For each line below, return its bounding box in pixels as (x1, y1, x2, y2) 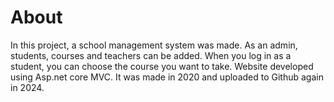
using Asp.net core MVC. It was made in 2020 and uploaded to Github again (10, 71, 324, 83)
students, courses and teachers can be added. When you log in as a (10, 49, 292, 61)
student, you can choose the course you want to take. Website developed (10, 60, 314, 72)
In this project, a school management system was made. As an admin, (10, 39, 298, 51)
